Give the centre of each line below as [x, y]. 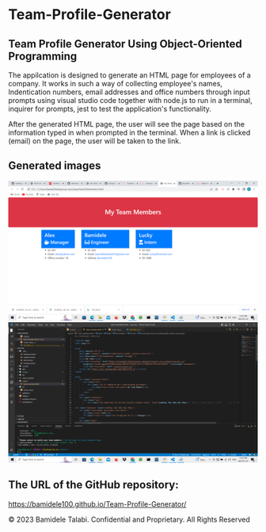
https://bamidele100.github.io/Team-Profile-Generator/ [97, 503]
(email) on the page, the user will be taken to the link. [95, 141]
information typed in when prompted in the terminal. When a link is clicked [129, 133]
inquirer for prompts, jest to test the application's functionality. [110, 109]
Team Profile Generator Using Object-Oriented [125, 44]
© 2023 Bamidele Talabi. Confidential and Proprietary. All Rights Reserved [129, 519]
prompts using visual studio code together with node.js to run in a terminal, [131, 100]
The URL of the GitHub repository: [94, 485]
